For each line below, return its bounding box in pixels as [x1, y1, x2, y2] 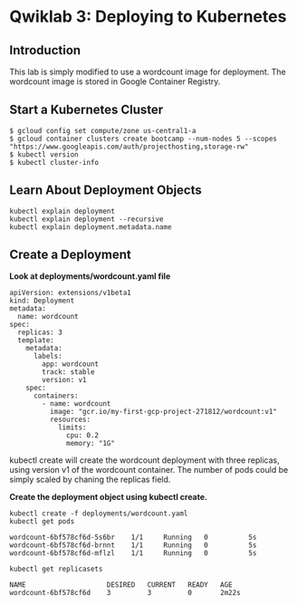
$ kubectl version [9, 149, 79, 159]
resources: [49, 415, 91, 425]
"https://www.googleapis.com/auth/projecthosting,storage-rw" [9, 142, 249, 151]
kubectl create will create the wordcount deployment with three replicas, [9, 455, 280, 466]
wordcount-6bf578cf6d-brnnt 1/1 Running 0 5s [9, 541, 257, 550]
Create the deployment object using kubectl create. [9, 492, 208, 503]
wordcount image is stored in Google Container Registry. [9, 76, 221, 87]
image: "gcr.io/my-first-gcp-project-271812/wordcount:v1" [49, 408, 278, 417]
